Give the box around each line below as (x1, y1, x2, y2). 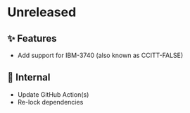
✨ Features (7, 32, 57, 44)
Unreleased (7, 4, 77, 20)
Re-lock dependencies (17, 97, 84, 106)
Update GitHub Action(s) (17, 90, 89, 99)
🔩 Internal (7, 71, 51, 83)
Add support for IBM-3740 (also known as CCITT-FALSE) (17, 51, 184, 59)
